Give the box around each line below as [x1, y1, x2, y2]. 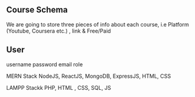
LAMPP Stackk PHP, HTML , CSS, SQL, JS [6, 84, 112, 91]
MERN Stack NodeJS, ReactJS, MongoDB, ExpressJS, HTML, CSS [6, 72, 171, 80]
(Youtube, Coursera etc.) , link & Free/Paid [6, 27, 111, 34]
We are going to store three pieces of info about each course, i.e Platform [6, 20, 189, 28]
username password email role [6, 60, 83, 68]
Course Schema [6, 5, 68, 15]
